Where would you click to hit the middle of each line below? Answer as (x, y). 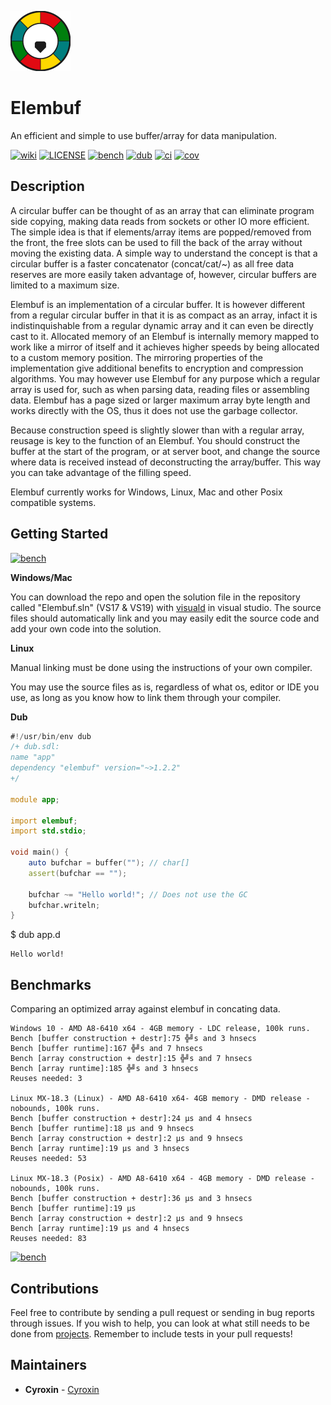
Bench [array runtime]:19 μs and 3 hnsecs (100, 1149)
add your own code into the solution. (86, 628)
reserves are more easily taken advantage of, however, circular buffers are (163, 274)
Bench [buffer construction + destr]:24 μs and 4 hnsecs (131, 1119)
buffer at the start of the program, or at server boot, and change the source (165, 451)
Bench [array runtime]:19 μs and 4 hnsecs (100, 1229)
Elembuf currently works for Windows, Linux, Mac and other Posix (146, 492)
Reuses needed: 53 (48, 1159)
